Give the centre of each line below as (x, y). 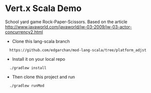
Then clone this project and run (43, 77)
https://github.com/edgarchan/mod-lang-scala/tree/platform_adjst (78, 50)
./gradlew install (28, 68)
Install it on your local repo (39, 59)
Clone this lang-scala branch (41, 41)
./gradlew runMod (27, 86)
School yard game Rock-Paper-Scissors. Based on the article (66, 22)
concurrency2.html (24, 32)
